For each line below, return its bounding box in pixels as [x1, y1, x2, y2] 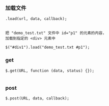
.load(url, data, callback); [5, 16, 67, 21]
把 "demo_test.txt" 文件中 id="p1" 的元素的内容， [5, 30, 106, 36]
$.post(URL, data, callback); [5, 95, 70, 101]
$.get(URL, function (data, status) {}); [5, 68, 95, 73]
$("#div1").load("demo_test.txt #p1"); [5, 45, 90, 50]
